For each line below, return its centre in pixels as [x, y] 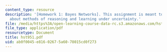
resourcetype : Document [30, 33]
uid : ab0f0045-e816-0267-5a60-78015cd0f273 [51, 42]
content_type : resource [30, 10]
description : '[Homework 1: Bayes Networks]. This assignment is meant [81, 14]
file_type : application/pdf [34, 28]
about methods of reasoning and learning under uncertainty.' [75, 19]
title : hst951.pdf [24, 38]
